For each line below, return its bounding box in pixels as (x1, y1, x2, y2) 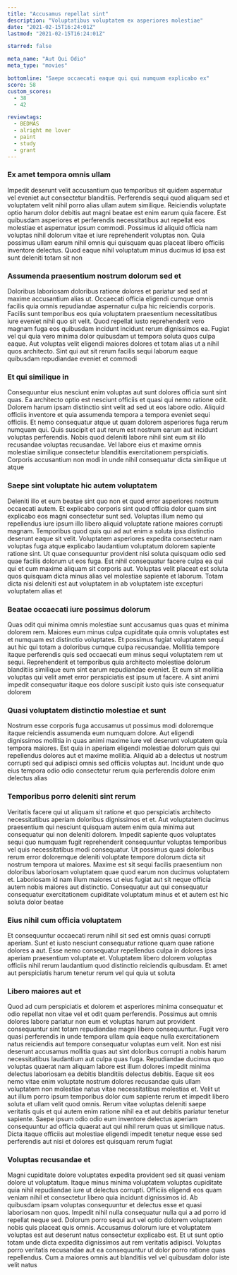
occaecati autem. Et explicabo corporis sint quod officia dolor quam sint (7, 504, 217, 512)
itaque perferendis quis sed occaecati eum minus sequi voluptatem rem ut (7, 650, 224, 658)
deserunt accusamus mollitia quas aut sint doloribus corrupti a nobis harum (7, 1047, 227, 1056)
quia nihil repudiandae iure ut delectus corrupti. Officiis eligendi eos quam (7, 1186, 222, 1195)
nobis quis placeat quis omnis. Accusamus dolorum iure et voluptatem (7, 1223, 212, 1232)
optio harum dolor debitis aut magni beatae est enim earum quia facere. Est (7, 208, 227, 217)
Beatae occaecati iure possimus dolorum (7, 604, 151, 614)
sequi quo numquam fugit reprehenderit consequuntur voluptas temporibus (7, 838, 227, 846)
